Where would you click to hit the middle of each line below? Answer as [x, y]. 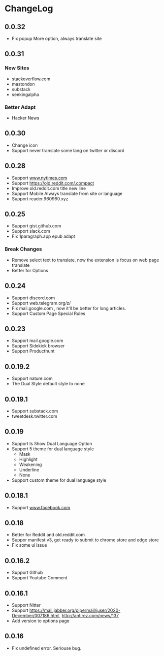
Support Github [27, 573]
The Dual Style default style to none [48, 384]
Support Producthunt [33, 351]
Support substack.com [35, 411]
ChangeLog [29, 9]
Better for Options [30, 270]
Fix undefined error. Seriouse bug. [47, 648]
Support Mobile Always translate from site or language [67, 193]
